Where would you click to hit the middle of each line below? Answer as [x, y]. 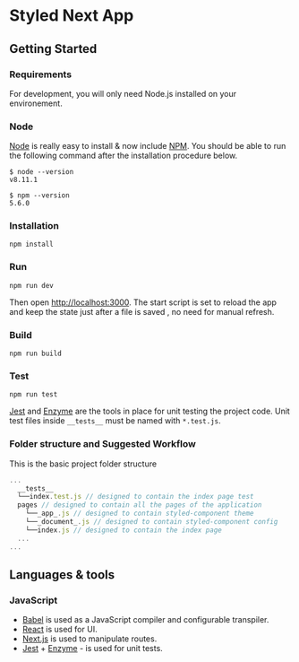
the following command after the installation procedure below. [124, 156]
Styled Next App [72, 16]
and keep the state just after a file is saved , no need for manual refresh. [142, 311]
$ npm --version [39, 196]
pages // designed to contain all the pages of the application [140, 505]
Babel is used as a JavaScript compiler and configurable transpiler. [145, 620]
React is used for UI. [60, 630]
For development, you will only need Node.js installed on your [123, 93]
